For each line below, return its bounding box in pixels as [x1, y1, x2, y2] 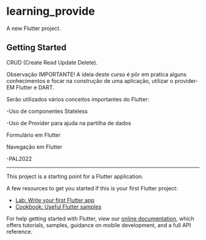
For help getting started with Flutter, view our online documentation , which [6, 215, 195, 222]
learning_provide [6, 4, 95, 18]
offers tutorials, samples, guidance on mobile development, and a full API [6, 221, 191, 228]
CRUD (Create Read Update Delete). [6, 58, 98, 66]
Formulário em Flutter [6, 131, 61, 139]
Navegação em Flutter [6, 143, 63, 150]
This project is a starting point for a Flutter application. [6, 172, 143, 180]
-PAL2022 [6, 155, 32, 162]
